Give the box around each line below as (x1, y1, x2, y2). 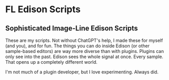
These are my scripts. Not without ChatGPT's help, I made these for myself (5, 37, 163, 43)
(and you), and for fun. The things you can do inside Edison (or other (5, 43, 150, 49)
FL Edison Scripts (5, 4, 81, 15)
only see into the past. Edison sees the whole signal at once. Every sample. (5, 54, 163, 60)
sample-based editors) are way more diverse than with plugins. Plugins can (5, 48, 164, 54)
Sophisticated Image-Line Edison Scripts (5, 24, 138, 33)
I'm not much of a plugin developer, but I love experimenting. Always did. (5, 69, 159, 75)
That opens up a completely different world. (5, 59, 98, 65)
